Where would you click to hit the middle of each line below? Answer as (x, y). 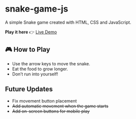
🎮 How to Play (28, 50)
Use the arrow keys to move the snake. (51, 63)
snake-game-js (37, 9)
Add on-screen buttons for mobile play (51, 111)
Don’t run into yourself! (35, 74)
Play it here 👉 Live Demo (31, 32)
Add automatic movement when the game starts (60, 106)
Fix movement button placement (44, 101)
